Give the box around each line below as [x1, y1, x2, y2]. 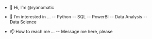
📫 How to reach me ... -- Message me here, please [9, 29, 113, 34]
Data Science [9, 19, 37, 25]
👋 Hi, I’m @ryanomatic [9, 5, 54, 10]
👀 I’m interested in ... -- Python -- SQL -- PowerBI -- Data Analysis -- [9, 14, 148, 19]
